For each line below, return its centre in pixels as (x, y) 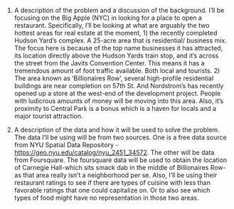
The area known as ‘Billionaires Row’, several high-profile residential (114, 78)
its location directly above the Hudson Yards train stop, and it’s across (116, 55)
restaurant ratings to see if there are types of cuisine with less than (112, 183)
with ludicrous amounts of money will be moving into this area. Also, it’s (119, 101)
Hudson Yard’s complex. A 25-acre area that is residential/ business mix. (121, 41)
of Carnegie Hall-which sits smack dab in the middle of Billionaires (111, 167)
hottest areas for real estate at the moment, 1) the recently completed (116, 33)
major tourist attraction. (48, 116)
